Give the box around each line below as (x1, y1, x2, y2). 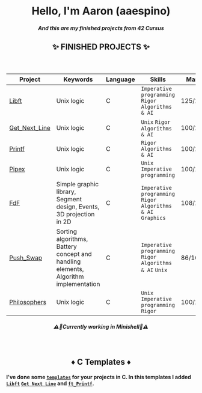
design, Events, (56, 203, 100, 211)
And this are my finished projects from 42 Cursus (38, 24, 164, 31)
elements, (56, 265, 84, 273)
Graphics (141, 215, 167, 222)
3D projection (56, 210, 95, 219)
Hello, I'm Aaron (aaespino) (31, 4, 171, 18)
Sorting (56, 227, 77, 236)
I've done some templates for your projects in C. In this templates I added (6, 374, 191, 381)
